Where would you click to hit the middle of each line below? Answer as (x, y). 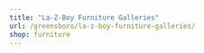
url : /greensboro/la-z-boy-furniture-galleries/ (102, 26)
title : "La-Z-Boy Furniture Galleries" (84, 18)
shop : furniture (40, 34)
